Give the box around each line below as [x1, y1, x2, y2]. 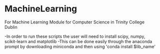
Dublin [4, 24, 18, 30]
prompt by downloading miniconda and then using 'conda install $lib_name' [4, 43, 156, 49]
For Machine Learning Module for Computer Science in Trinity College [4, 19, 145, 25]
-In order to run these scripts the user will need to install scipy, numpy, [4, 33, 145, 39]
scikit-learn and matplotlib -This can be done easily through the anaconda [4, 38, 152, 44]
